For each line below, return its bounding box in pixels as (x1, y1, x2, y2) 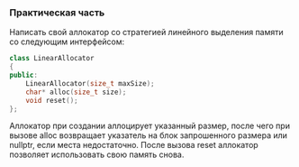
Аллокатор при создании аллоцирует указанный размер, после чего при (9, 120, 291, 132)
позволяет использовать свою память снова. (9, 149, 185, 160)
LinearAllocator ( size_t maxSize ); (25, 79, 155, 88)
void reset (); (25, 96, 78, 105)
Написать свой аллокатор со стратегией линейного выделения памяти (9, 27, 284, 38)
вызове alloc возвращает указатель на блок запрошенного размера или (9, 130, 288, 141)
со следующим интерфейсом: (9, 36, 125, 47)
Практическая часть (9, 6, 105, 19)
